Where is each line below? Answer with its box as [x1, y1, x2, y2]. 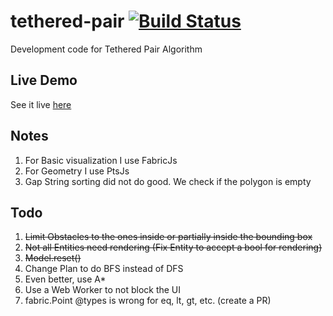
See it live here [10, 98, 72, 110]
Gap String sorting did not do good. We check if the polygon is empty [24, 175, 312, 187]
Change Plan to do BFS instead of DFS [24, 263, 184, 275]
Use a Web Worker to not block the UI [24, 284, 182, 296]
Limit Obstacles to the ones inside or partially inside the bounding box [24, 231, 313, 243]
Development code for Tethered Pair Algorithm [10, 43, 203, 55]
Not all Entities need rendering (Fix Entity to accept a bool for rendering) [24, 241, 323, 254]
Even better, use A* [24, 273, 107, 285]
